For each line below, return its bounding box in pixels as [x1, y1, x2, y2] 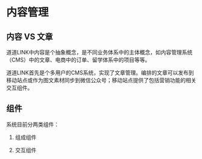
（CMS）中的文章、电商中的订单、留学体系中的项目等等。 [6, 56, 151, 63]
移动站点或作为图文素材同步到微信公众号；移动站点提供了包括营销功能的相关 [6, 77, 197, 83]
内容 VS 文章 [6, 31, 53, 42]
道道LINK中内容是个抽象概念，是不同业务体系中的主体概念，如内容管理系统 [6, 49, 193, 56]
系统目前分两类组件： [6, 120, 59, 128]
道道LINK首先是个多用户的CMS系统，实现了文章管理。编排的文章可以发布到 [6, 69, 194, 76]
